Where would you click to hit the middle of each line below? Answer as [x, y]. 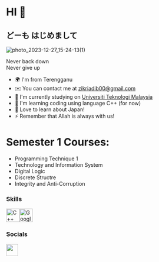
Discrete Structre [35, 177]
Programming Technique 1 [46, 159]
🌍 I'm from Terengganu [43, 80]
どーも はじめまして [42, 35]
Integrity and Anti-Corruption [50, 183]
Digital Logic [30, 171]
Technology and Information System [59, 164]
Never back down [28, 61]
